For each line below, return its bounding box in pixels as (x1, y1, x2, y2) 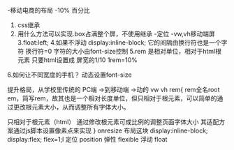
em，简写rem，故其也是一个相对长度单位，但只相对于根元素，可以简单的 (7, 94, 217, 103)
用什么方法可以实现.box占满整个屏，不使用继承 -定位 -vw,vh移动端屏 (17, 30, 215, 38)
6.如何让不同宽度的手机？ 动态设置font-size (7, 70, 132, 79)
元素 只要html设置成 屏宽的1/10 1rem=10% (17, 56, 138, 64)
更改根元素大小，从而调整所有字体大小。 (13, 103, 130, 111)
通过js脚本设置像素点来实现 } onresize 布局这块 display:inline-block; (13, 126, 208, 135)
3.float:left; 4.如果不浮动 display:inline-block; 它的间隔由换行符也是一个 (17, 38, 221, 47)
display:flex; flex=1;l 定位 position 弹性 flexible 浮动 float (7, 135, 168, 143)
